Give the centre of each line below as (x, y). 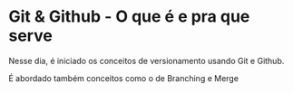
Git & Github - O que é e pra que (129, 17)
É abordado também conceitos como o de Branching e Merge (124, 78)
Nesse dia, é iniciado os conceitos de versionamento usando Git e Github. (146, 60)
